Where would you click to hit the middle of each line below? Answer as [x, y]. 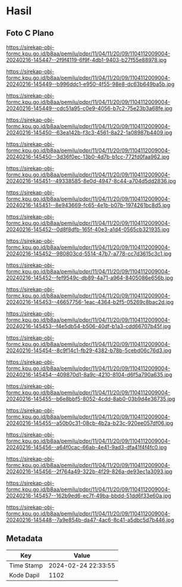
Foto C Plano [30, 33]
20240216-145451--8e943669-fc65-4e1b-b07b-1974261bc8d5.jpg [88, 205]
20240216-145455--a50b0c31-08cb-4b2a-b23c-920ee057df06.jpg [90, 423]
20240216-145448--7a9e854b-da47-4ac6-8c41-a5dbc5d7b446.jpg [90, 520]
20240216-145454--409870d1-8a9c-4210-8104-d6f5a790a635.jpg [89, 375]
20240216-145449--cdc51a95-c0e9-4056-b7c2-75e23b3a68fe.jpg [89, 108]
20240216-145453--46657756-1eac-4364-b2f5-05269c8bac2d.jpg [90, 302]
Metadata [24, 538]
